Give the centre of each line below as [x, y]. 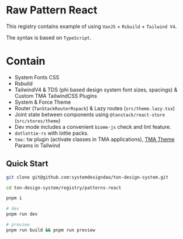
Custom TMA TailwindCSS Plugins [56, 96]
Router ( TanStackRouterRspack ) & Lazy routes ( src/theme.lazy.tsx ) [95, 108]
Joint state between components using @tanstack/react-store [90, 114]
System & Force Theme [43, 102]
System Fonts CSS [37, 77]
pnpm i [14, 198]
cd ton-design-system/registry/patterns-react [64, 188]
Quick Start [27, 164]
